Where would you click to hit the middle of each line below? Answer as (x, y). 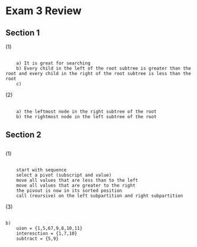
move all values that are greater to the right (76, 185)
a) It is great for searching (54, 63)
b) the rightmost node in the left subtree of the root (87, 116)
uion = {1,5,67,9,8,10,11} (49, 229)
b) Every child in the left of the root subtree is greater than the (104, 69)
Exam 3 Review (44, 11)
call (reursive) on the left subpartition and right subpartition (100, 196)
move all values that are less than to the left (77, 180)
